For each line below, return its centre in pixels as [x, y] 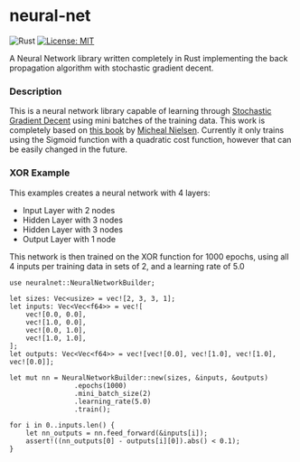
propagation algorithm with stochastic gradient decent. [112, 68]
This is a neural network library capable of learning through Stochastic [141, 111]
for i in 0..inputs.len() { [62, 425]
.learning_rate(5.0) [112, 401]
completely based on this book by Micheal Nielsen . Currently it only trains [147, 130]
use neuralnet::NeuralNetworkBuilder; [82, 283]
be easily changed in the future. [69, 149]
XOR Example [40, 173]
